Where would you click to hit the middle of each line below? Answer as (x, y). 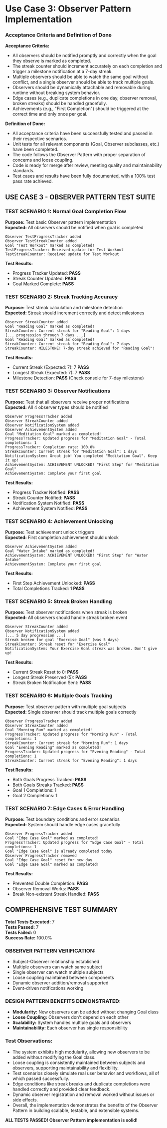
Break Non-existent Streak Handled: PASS (56, 894)
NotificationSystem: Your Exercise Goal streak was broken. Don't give (81, 649)
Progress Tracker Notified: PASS (46, 492)
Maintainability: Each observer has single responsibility (70, 1028)
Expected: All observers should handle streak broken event (66, 618)
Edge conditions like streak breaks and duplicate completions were (81, 1083)
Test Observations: (29, 1041)
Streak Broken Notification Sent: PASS (52, 683)
